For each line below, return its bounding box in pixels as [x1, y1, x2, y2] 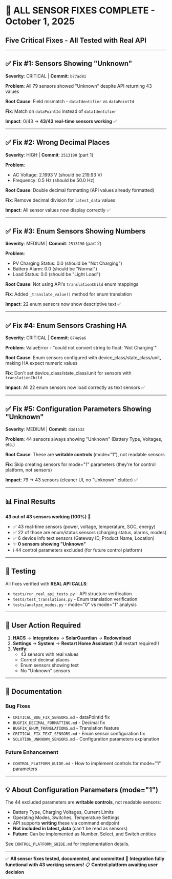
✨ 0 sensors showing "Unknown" [12, 541, 86, 547]
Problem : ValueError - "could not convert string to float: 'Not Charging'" [5, 345, 157, 351]
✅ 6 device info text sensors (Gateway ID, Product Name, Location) [12, 535, 155, 541]
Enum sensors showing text [20, 662, 79, 668]
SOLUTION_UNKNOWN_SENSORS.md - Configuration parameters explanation [12, 736, 160, 742]
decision [5, 869, 25, 875]
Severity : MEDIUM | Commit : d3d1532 [5, 426, 85, 433]
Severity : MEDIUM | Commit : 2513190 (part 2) [5, 241, 102, 247]
